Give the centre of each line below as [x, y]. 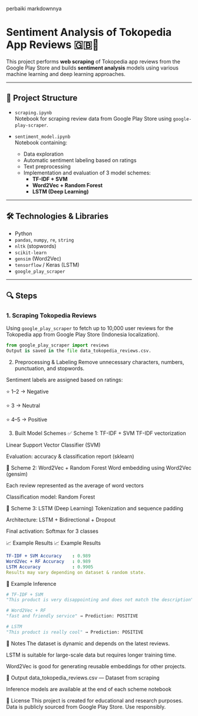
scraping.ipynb [33, 113]
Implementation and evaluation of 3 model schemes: [87, 173]
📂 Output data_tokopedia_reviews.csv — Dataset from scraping [83, 678]
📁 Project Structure [42, 98]
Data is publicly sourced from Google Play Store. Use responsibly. [86, 707]
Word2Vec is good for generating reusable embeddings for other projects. [96, 666]
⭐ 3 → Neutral [23, 405]
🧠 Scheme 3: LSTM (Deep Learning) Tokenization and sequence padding [95, 508]
